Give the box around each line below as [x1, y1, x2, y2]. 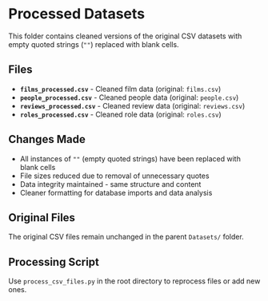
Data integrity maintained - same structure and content [19, 179, 202, 188]
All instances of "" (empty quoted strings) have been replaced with [19, 153, 242, 164]
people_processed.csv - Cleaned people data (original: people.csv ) [19, 93, 239, 102]
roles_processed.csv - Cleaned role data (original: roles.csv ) [19, 109, 222, 119]
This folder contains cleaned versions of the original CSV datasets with [8, 31, 242, 41]
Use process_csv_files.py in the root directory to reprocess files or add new [8, 276, 261, 286]
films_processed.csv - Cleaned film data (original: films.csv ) [19, 84, 222, 93]
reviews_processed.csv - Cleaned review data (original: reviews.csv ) [19, 101, 246, 110]
